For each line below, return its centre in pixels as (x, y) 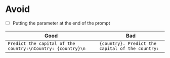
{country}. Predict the (128, 43)
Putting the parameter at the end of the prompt (61, 23)
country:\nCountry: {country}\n (47, 48)
